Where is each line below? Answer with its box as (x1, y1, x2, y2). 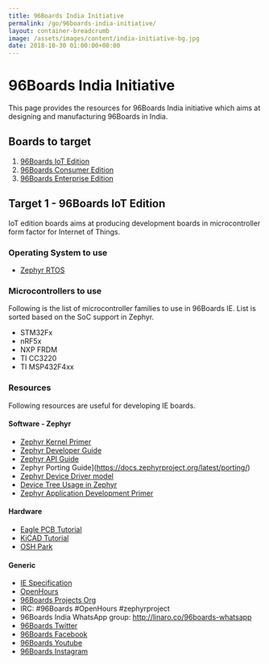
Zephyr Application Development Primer (19, 488, 154, 498)
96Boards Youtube (19, 638, 83, 648)
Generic (8, 560, 36, 570)
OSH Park (19, 542, 53, 551)
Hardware (8, 507, 43, 517)
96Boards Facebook (19, 629, 88, 639)
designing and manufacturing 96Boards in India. (8, 112, 168, 122)
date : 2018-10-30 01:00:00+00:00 (8, 42, 121, 50)
